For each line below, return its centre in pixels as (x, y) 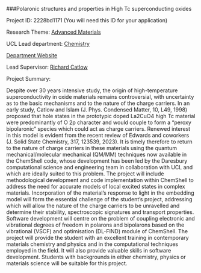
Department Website (32, 55)
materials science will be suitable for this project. (67, 263)
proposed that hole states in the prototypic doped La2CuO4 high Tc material (101, 116)
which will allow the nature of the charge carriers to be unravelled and (93, 206)
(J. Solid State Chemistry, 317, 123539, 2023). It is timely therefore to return (99, 142)
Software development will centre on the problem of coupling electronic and (101, 218)
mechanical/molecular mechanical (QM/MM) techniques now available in (97, 154)
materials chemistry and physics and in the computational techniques (92, 244)
